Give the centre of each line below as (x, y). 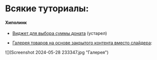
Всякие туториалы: (47, 9)
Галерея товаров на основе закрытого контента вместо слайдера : (82, 43)
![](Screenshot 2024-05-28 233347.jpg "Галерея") (57, 53)
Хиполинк (16, 22)
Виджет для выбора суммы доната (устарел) (60, 33)
